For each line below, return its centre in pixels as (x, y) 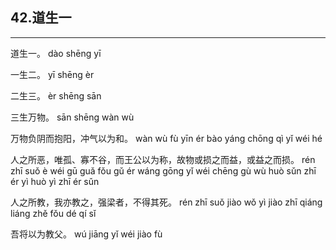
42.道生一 (41, 18)
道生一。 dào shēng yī (56, 53)
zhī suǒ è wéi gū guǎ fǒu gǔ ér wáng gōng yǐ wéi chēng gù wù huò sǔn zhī (163, 170)
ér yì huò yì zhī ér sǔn (55, 181)
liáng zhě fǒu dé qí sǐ (53, 213)
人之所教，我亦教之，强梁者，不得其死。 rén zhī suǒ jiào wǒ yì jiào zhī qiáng (166, 202)
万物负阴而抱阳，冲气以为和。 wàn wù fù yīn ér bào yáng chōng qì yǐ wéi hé (166, 138)
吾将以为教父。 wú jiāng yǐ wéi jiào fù (86, 234)
